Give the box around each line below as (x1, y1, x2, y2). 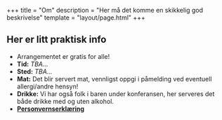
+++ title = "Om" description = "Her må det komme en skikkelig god (6, 6, 204, 14)
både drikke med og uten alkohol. (16, 97, 114, 105)
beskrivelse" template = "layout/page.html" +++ (6, 13, 145, 22)
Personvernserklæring (16, 105, 85, 113)
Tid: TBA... (16, 60, 48, 68)
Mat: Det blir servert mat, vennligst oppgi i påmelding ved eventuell (16, 74, 212, 83)
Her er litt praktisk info (6, 34, 107, 46)
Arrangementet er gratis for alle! (16, 52, 110, 60)
